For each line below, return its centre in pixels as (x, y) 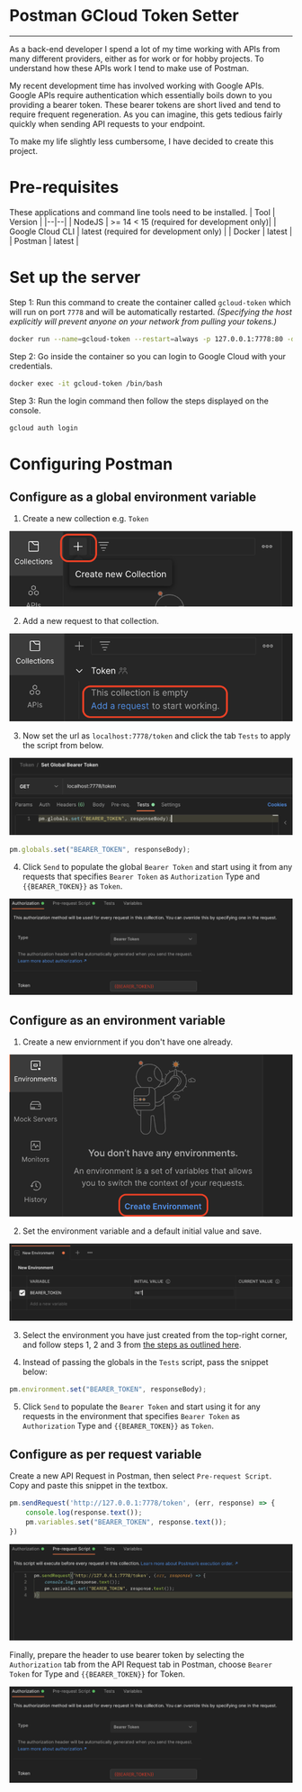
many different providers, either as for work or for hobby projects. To (137, 59)
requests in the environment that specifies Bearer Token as (131, 1416)
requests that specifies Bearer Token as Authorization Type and (141, 876)
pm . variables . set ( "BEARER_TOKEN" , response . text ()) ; (126, 1522)
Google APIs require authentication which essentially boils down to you (141, 95)
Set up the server (75, 278)
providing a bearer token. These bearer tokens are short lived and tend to (145, 104)
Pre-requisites (64, 188)
